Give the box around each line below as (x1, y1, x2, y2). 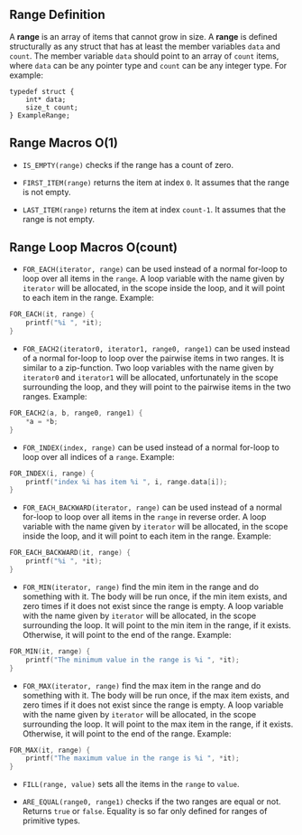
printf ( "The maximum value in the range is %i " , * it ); (25, 754, 241, 763)
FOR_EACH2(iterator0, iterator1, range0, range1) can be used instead (22, 343, 290, 354)
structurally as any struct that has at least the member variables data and (9, 41, 281, 52)
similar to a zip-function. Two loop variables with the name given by (22, 362, 275, 373)
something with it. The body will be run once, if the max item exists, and (22, 690, 290, 700)
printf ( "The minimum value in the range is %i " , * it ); (25, 655, 241, 664)
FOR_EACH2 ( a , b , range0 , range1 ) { (9, 408, 143, 418)
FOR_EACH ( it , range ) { (9, 310, 95, 319)
